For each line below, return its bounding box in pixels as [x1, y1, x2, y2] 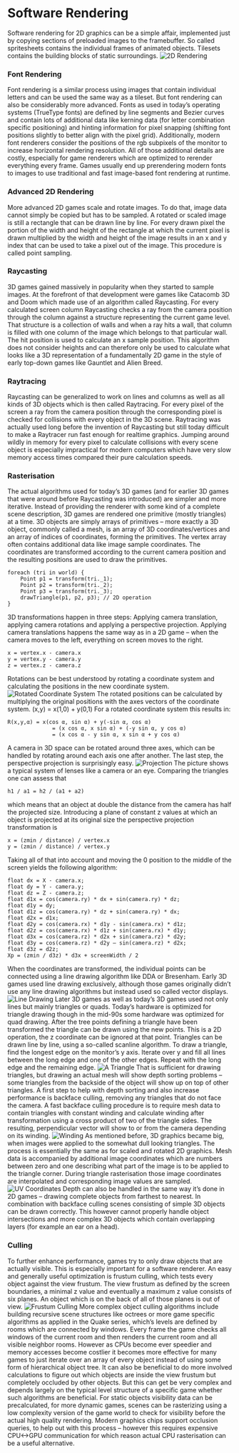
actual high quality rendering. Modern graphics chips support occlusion [7, 1416, 218, 1424]
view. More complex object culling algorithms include [7, 1302, 219, 1311]
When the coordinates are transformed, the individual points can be [7, 965, 206, 973]
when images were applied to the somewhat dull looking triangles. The [7, 1139, 215, 1147]
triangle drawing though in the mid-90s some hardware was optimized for [7, 1010, 225, 1019]
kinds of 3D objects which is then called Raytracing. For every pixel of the [7, 400, 224, 408]
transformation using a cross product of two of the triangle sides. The [7, 1116, 213, 1125]
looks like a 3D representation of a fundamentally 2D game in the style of [7, 351, 223, 359]
